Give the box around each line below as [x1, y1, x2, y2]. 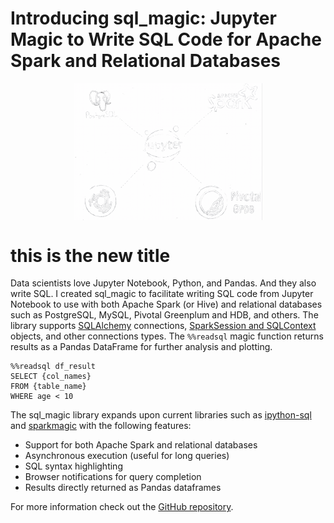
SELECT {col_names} [10, 372, 92, 382]
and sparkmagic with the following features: [10, 420, 192, 432]
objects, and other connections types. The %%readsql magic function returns [10, 330, 324, 342]
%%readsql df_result [10, 362, 97, 372]
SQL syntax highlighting [24, 460, 123, 472]
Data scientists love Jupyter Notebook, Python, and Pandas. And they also [10, 277, 317, 289]
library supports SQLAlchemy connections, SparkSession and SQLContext [10, 320, 317, 332]
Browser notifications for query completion [24, 471, 202, 483]
